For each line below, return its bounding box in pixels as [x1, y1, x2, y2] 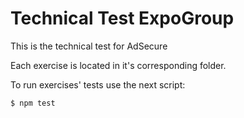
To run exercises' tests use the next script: [10, 78, 186, 91]
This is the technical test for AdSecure [10, 40, 168, 52]
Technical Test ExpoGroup [10, 7, 235, 30]
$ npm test [10, 98, 56, 108]
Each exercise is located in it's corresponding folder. [10, 59, 227, 71]
